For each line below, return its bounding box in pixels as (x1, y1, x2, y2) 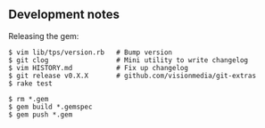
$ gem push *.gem (8, 110, 73, 119)
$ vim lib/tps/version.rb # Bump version (8, 48, 173, 57)
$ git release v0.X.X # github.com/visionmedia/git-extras (8, 71, 256, 80)
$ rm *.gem (8, 94, 49, 103)
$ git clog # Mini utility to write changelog (8, 55, 249, 65)
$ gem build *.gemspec (8, 102, 93, 111)
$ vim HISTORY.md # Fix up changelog (8, 63, 189, 72)
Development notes (8, 7, 120, 22)
